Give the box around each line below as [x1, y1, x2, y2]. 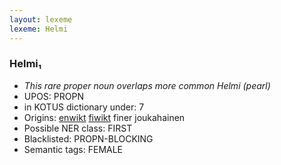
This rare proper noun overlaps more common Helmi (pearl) [23, 79, 271, 91]
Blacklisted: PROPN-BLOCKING [23, 132, 154, 145]
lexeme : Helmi [9, 24, 69, 34]
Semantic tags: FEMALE [23, 143, 124, 155]
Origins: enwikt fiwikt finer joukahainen [23, 111, 186, 123]
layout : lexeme [9, 14, 73, 25]
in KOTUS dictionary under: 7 [23, 101, 145, 113]
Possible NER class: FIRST [23, 122, 133, 134]
